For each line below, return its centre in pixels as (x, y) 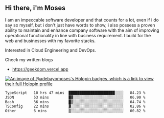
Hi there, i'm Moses (35, 8)
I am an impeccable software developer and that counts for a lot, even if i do (82, 20)
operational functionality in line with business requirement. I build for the (78, 35)
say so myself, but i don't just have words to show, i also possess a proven (80, 25)
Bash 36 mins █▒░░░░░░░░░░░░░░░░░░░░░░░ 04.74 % (75, 102)
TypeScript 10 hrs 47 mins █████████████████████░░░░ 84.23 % (75, 93)
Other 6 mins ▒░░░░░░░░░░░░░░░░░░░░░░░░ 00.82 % (75, 111)
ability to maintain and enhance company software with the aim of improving (82, 30)
